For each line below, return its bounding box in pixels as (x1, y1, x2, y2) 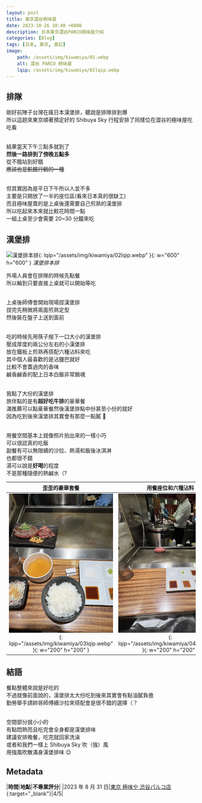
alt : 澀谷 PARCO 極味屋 (17, 60, 72, 66)
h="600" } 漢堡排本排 (6, 259, 60, 267)
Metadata (6, 766, 43, 776)
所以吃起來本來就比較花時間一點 (6, 208, 85, 215)
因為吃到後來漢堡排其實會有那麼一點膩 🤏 (6, 413, 106, 420)
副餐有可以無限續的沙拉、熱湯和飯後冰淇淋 (6, 447, 112, 454)
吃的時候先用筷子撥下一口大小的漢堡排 (6, 333, 101, 340)
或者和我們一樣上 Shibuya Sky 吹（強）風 (6, 741, 109, 748)
